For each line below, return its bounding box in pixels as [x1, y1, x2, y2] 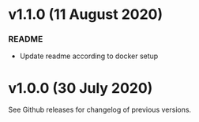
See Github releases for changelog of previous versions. [8, 105, 192, 115]
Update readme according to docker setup [19, 51, 159, 61]
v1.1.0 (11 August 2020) [8, 6, 163, 24]
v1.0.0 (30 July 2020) [8, 79, 153, 97]
